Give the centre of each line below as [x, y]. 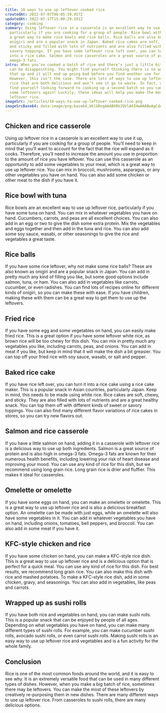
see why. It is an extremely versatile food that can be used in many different [82, 679]
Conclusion [23, 662]
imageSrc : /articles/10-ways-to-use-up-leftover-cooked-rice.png [74, 102]
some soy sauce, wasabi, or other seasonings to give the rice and [72, 234]
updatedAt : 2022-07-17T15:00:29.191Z [44, 19]
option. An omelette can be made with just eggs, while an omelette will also [82, 512]
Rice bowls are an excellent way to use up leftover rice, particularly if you [80, 208]
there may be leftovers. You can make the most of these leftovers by [75, 689]
